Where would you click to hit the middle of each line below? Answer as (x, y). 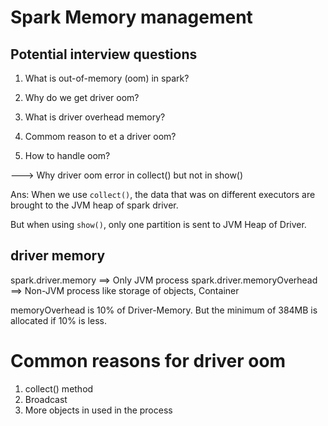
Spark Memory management (131, 17)
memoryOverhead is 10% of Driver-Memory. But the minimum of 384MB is (164, 310)
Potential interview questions (104, 54)
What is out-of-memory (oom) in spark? (107, 78)
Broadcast (46, 399)
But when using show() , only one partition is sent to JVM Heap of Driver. (158, 224)
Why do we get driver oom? (82, 97)
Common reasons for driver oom (148, 361)
